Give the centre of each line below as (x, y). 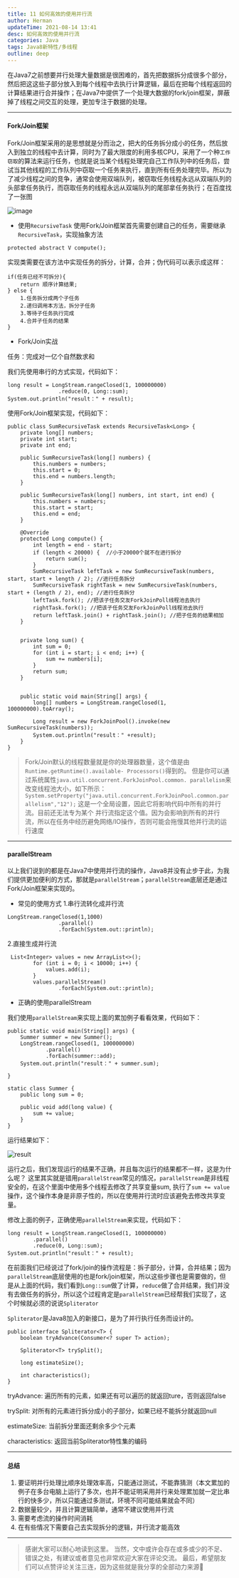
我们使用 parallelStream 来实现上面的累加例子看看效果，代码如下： (105, 1018)
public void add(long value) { (67, 1108)
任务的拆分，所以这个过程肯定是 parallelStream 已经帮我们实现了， (123, 1294)
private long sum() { (52, 641)
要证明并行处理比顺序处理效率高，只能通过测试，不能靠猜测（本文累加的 (123, 1482)
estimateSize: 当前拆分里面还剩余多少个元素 (72, 1426)
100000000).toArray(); (41, 709)
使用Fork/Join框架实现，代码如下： (59, 413)
